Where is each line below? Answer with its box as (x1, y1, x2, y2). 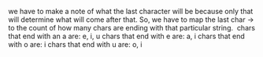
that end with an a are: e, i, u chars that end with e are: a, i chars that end (8, 31, 246, 41)
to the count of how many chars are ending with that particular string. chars (8, 23, 256, 32)
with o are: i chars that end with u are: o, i (8, 40, 143, 49)
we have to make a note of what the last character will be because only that (8, 7, 254, 16)
